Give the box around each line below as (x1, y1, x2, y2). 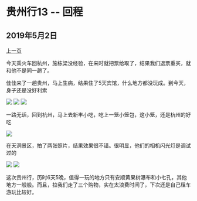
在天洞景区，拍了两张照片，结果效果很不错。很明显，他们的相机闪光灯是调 (6, 142, 186, 149)
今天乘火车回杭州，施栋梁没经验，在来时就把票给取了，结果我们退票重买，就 (6, 60, 191, 66)
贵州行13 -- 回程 (6, 5, 83, 19)
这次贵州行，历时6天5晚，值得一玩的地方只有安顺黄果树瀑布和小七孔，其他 (6, 174, 187, 180)
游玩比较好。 (6, 189, 37, 195)
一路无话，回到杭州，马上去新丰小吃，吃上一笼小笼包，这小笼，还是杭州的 (6, 111, 186, 118)
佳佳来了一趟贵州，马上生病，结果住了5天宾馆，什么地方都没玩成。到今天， (6, 80, 189, 86)
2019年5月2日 (6, 30, 57, 40)
